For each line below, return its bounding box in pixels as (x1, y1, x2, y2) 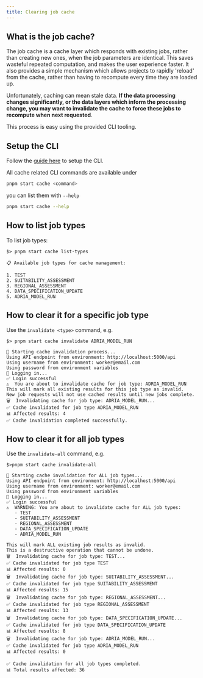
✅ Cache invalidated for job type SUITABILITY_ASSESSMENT (6, 581, 158, 587)
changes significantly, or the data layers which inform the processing (6, 98, 187, 106)
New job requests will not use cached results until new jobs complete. (6, 391, 195, 397)
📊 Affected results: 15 (6, 587, 69, 593)
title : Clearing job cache (6, 9, 75, 15)
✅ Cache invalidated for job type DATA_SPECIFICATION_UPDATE (6, 622, 166, 629)
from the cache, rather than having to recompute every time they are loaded (6, 74, 198, 81)
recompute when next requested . (6, 111, 93, 119)
